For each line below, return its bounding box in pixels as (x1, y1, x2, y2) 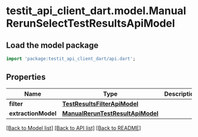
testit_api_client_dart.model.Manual (6, 4, 187, 18)
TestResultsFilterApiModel (62, 99, 138, 107)
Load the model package (6, 40, 99, 50)
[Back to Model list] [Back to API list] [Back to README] (6, 124, 141, 131)
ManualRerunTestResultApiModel (62, 109, 159, 118)
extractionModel (9, 109, 57, 118)
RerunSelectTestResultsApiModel (6, 17, 176, 30)
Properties (6, 72, 46, 82)
